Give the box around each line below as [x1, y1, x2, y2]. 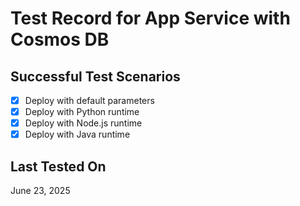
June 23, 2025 [10, 185, 71, 197]
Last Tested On [10, 158, 107, 175]
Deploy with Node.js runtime [24, 117, 143, 129]
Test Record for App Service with [10, 7, 291, 30]
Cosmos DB [10, 28, 110, 51]
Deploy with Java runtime [24, 128, 131, 141]
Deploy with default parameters [24, 95, 155, 106]
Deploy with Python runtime [24, 106, 140, 118]
